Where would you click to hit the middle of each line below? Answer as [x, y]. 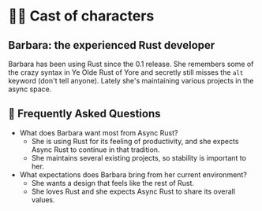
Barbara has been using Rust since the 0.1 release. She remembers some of [131, 64]
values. [43, 199]
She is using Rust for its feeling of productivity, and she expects [135, 141]
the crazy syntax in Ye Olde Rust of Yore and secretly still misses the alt [126, 72]
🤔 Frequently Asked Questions [84, 114]
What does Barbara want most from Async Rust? [99, 132]
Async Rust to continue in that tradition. [95, 150]
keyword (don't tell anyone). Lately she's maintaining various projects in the [131, 81]
